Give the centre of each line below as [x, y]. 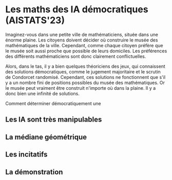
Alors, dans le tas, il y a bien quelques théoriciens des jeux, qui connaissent [85, 66]
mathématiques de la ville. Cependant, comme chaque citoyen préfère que [84, 45]
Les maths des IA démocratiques [77, 9]
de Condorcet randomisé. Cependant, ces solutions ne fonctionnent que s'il [85, 77]
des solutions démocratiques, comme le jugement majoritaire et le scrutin [83, 72]
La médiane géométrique [46, 137]
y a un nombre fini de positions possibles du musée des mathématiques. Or [85, 83]
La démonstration [34, 172]
